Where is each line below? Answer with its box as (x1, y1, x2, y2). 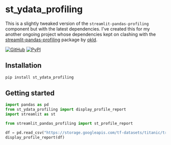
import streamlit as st (5, 112, 56, 117)
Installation (5, 61, 42, 70)
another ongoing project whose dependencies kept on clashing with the (5, 31, 156, 37)
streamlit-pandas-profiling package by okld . (5, 37, 98, 43)
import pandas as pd (5, 102, 49, 107)
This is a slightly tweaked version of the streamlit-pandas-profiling (5, 20, 149, 26)
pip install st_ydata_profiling (5, 75, 74, 80)
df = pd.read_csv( (5, 130, 44, 135)
